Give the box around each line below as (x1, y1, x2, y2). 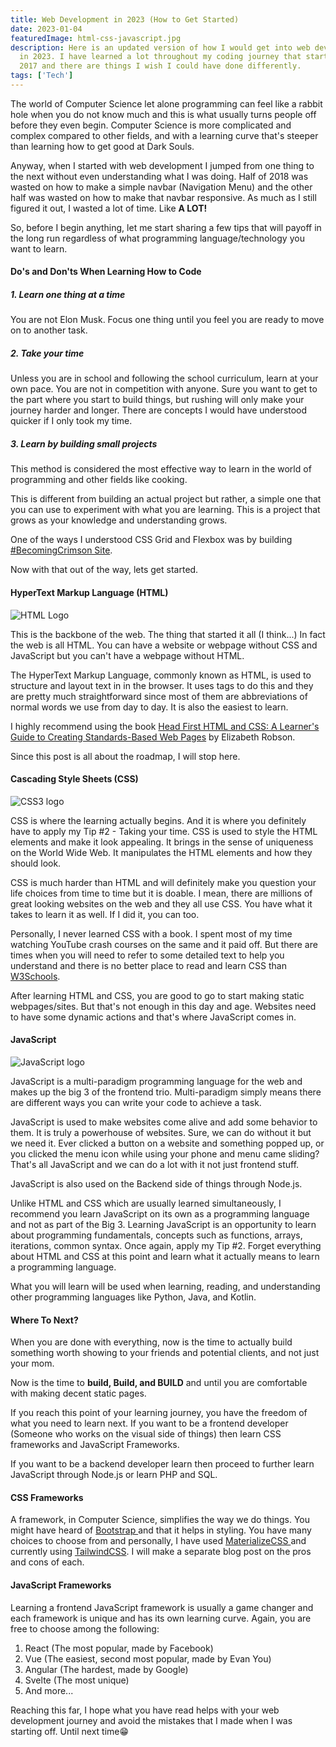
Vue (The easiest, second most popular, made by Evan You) (24, 1652, 272, 1665)
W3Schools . (10, 970, 61, 982)
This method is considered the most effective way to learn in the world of (10, 463, 312, 475)
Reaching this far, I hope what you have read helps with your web (10, 1704, 280, 1716)
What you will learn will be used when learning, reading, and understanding (10, 1280, 321, 1292)
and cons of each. (10, 1556, 85, 1568)
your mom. (10, 1357, 55, 1370)
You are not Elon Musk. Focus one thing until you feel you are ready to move (10, 314, 325, 326)
